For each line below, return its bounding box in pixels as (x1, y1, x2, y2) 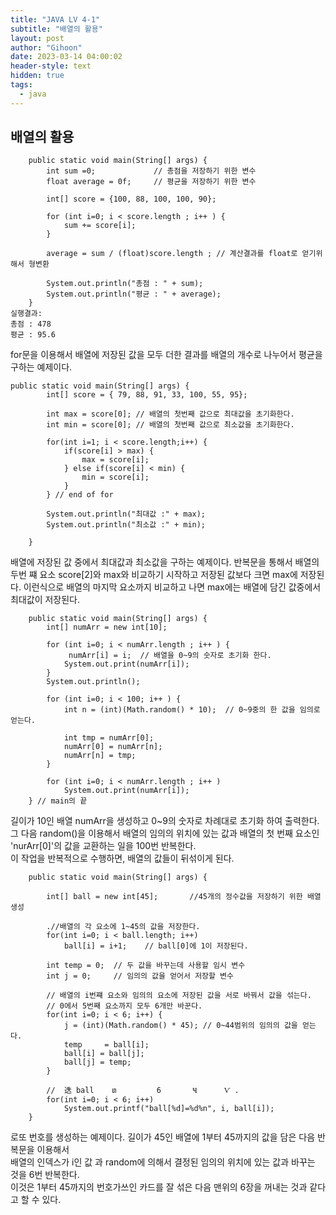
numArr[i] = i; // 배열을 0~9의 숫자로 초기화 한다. (68, 651, 272, 661)
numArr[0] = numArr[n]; (63, 742, 163, 752)
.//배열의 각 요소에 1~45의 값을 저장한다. (46, 922, 201, 932)
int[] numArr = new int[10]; (46, 622, 168, 633)
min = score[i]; (81, 472, 150, 483)
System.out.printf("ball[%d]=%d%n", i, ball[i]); (63, 1104, 275, 1114)
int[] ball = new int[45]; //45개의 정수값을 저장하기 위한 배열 (46, 892, 322, 902)
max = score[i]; (81, 455, 150, 465)
